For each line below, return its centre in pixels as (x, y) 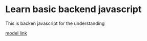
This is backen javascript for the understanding (55, 23)
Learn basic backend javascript (73, 9)
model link (16, 33)
